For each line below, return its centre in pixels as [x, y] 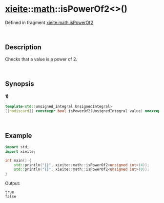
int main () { [18, 160]
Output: [13, 183]
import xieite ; [20, 152]
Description [23, 47]
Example [19, 136]
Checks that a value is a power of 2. [41, 59]
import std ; [17, 147]
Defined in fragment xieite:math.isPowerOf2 [49, 22]
